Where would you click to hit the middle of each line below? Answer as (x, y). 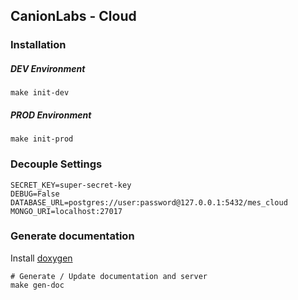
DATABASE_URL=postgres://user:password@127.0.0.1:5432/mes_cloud (149, 202)
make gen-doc (37, 285)
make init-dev (40, 93)
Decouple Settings (56, 164)
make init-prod (42, 139)
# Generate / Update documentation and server (109, 276)
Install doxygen (41, 258)
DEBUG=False (35, 194)
